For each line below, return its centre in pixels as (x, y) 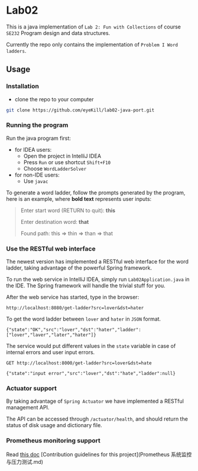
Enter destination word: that (55, 222)
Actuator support (32, 389)
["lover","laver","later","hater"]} (51, 335)
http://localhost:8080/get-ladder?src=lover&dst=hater (75, 308)
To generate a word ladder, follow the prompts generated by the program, (96, 193)
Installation (23, 86)
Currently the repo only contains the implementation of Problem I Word (92, 44)
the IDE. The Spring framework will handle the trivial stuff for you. (86, 286)
